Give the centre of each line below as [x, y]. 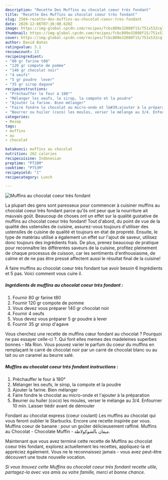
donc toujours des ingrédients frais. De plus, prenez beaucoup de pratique [82, 243]
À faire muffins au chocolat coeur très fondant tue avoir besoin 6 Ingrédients [84, 268]
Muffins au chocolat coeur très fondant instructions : [62, 366]
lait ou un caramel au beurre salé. [39, 355]
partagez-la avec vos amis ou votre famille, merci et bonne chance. [75, 472]
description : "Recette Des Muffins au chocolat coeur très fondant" [78, 10]
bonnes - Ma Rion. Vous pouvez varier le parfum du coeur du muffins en [80, 345]
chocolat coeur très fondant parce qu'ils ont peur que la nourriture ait [77, 211]
